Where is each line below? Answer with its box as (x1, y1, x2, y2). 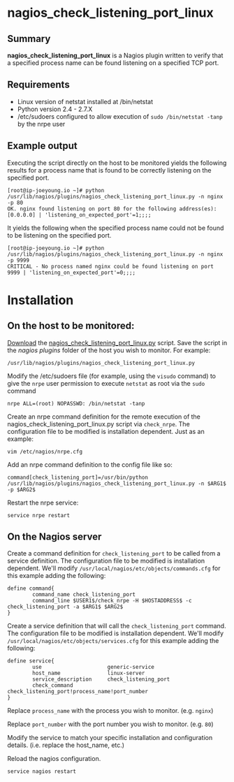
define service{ (7, 658, 54, 665)
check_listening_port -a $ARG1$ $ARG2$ (7, 603, 124, 611)
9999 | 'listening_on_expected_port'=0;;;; (7, 269, 136, 276)
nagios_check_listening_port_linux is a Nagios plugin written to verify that (7, 51, 224, 59)
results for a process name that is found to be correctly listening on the (7, 166, 212, 174)
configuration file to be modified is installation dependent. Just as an (7, 427, 205, 435)
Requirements (7, 79, 70, 91)
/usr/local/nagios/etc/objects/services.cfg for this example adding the (7, 637, 219, 645)
